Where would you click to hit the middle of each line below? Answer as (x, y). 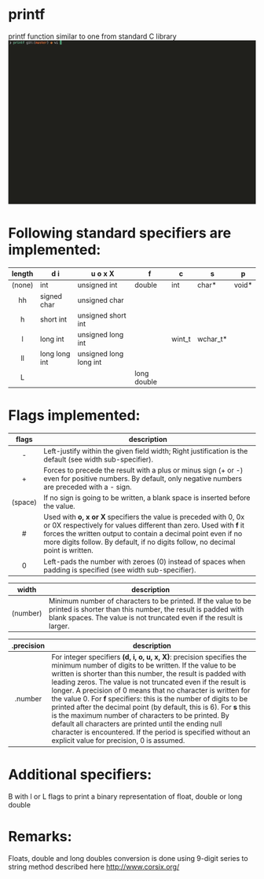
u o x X (103, 274)
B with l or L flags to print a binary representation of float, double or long (125, 796)
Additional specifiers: (80, 774)
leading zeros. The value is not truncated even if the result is (149, 682)
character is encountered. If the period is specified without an (151, 732)
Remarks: (40, 836)
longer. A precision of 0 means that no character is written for (151, 690)
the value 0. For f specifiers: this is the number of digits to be (150, 699)
